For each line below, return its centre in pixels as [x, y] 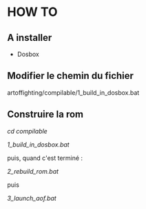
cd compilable [28, 131]
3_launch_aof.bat [32, 198]
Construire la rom [45, 115]
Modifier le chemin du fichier [71, 76]
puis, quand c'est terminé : [45, 158]
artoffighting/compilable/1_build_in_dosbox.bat [73, 92]
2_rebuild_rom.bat [33, 171]
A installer [30, 38]
